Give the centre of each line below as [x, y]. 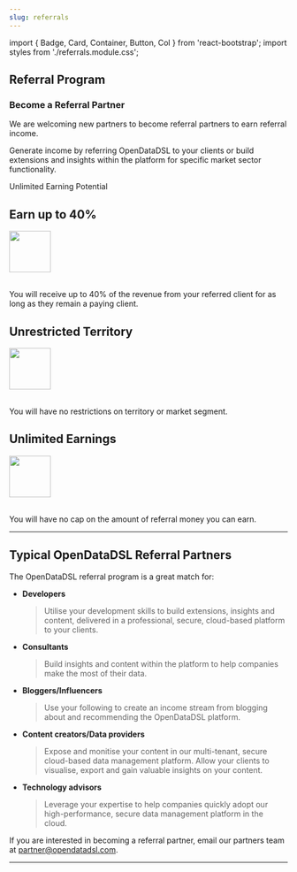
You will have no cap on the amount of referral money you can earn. [133, 519]
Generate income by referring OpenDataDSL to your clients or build [132, 150]
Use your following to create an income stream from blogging [156, 708]
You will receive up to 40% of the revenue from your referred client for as [143, 294]
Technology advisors [61, 787]
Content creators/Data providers [83, 734]
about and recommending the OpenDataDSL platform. [142, 716]
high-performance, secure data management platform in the [153, 814]
